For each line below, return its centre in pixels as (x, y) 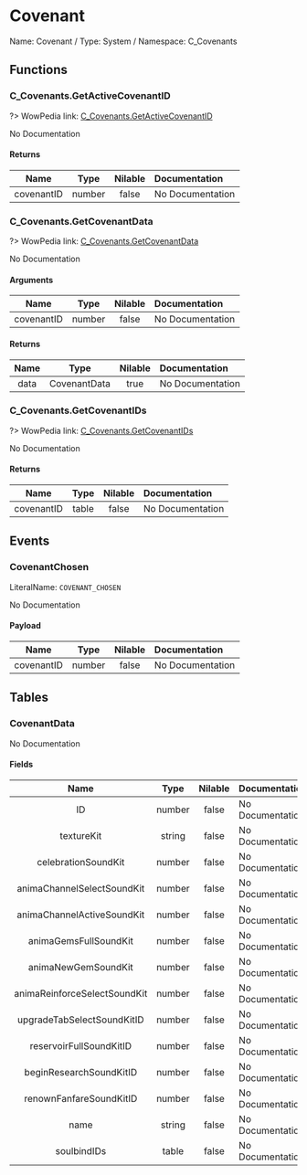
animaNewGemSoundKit (81, 967)
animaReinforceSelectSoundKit (81, 993)
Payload (25, 626)
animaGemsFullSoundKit (81, 940)
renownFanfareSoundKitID (81, 1098)
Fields (21, 765)
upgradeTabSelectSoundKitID (80, 1020)
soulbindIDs (81, 1150)
